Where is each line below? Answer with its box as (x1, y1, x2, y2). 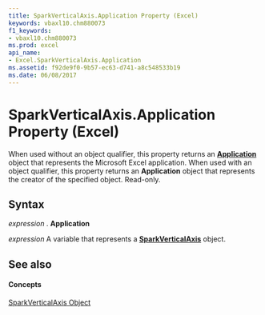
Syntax (8, 197, 45, 211)
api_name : (8, 49, 42, 57)
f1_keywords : (8, 26, 52, 34)
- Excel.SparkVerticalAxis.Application (8, 57, 142, 65)
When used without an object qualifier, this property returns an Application (8, 149, 257, 158)
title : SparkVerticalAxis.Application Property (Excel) (8, 11, 199, 20)
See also (8, 257, 52, 271)
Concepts (8, 280, 42, 289)
